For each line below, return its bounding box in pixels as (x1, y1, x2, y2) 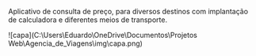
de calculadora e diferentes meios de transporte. (8, 15, 168, 24)
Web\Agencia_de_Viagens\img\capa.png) (8, 39, 143, 48)
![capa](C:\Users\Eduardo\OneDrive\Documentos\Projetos (8, 31, 198, 39)
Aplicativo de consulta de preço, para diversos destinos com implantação (8, 7, 248, 16)
